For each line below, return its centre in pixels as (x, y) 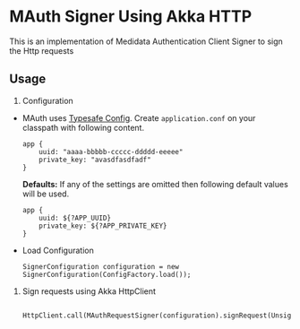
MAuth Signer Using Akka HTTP (131, 17)
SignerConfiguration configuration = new (100, 266)
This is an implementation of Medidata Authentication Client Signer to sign (146, 41)
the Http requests (42, 50)
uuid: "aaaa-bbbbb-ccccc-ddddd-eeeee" (111, 152)
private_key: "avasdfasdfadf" (95, 160)
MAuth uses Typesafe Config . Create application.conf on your (139, 117)
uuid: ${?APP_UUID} (75, 218)
